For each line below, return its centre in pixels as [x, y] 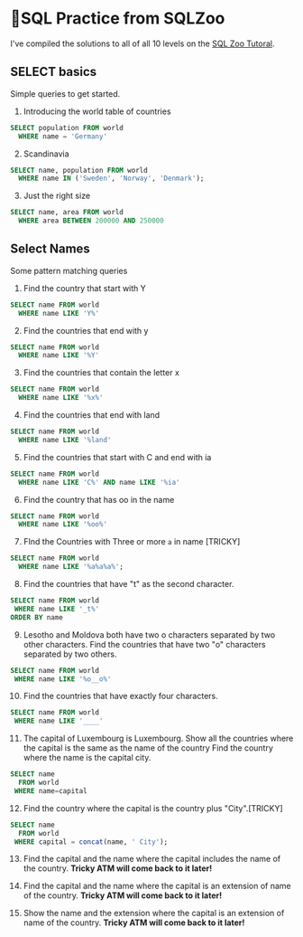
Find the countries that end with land [92, 415]
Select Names [50, 249]
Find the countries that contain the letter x [101, 373]
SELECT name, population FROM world [79, 170]
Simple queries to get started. [65, 93]
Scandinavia [46, 154]
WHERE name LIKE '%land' [65, 440]
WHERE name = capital [51, 790]
